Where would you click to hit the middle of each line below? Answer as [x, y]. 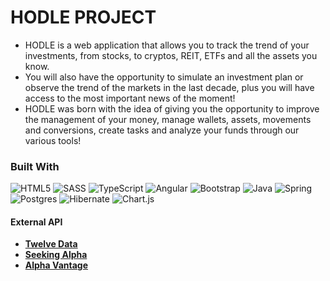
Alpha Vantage [56, 265]
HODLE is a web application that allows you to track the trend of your [167, 45]
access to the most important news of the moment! [130, 98]
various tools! [53, 140]
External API [36, 222]
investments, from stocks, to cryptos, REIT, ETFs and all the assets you [171, 55]
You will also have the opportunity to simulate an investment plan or [164, 77]
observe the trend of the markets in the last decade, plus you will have [169, 87]
